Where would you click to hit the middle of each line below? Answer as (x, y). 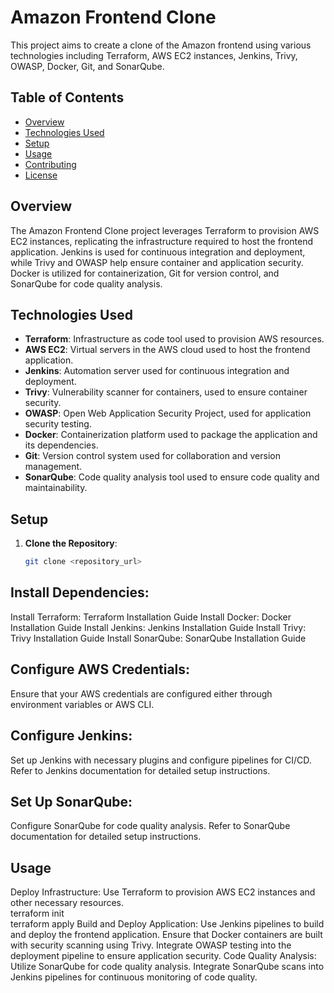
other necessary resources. (67, 903)
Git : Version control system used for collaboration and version (152, 456)
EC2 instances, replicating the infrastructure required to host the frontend (162, 241)
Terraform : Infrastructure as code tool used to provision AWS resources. (174, 339)
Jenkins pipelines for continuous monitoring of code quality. (134, 977)
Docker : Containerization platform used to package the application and (171, 435)
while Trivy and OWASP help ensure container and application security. (157, 262)
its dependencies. (61, 445)
